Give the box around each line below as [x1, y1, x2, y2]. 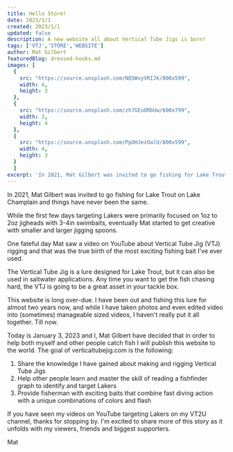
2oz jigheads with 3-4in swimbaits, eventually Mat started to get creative [7, 218, 216, 227]
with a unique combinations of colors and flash [17, 396, 151, 404]
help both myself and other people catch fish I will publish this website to [7, 338, 216, 347]
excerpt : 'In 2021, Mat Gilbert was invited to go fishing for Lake [7, 171, 209, 178]
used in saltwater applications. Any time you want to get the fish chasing [7, 275, 215, 283]
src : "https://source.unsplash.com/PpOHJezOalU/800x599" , [19, 139, 191, 146]
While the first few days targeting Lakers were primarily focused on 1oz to [7, 211, 218, 219]
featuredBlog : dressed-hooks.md [7, 55, 101, 62]
